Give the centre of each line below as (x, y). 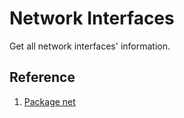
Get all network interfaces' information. (90, 46)
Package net (49, 101)
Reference (42, 77)
